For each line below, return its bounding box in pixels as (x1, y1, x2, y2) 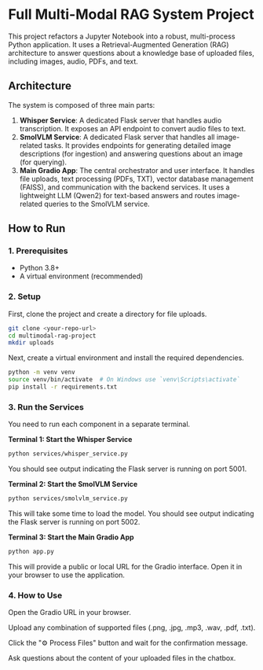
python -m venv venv (8, 368, 76, 377)
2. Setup (8, 291, 42, 302)
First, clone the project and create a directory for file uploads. (8, 309, 207, 318)
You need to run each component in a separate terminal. (8, 419, 191, 429)
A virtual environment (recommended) (19, 271, 144, 281)
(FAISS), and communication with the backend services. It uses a (19, 182, 230, 192)
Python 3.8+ (19, 263, 60, 273)
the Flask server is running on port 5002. (8, 517, 141, 527)
